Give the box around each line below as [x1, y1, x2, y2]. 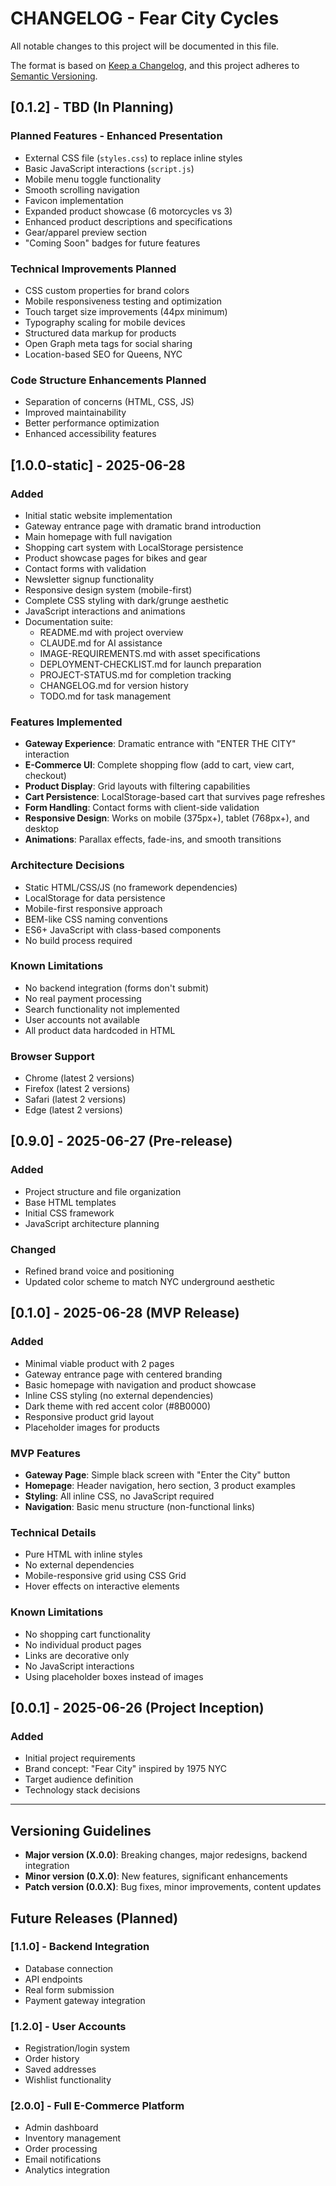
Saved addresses [24, 2063, 97, 2076]
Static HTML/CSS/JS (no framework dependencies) [24, 881, 238, 893]
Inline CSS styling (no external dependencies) [24, 1389, 214, 1401]
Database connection [24, 1962, 114, 1974]
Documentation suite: [24, 615, 114, 627]
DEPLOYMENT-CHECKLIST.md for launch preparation [39, 658, 262, 670]
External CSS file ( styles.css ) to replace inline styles [24, 152, 243, 164]
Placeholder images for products [24, 1421, 160, 1433]
